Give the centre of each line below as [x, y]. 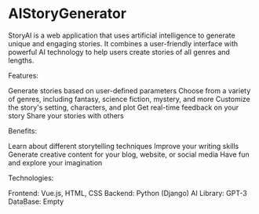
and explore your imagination [55, 162]
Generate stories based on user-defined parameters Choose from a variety [129, 90]
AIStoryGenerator [67, 14]
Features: [24, 75]
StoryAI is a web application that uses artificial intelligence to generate [122, 35]
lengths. [21, 60]
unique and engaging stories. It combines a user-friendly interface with [123, 43]
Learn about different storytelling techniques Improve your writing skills [124, 146]
